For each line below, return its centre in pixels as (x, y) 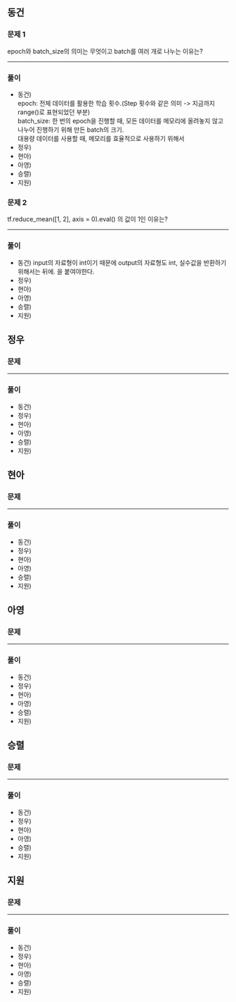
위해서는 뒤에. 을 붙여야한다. (56, 271)
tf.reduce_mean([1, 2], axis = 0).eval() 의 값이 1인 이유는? (88, 219)
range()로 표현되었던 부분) (54, 112)
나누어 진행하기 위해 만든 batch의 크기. (71, 130)
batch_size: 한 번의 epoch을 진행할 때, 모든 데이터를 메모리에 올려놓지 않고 (120, 120)
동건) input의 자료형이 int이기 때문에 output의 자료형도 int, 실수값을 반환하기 (122, 262)
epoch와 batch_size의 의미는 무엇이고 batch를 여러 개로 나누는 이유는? (105, 51)
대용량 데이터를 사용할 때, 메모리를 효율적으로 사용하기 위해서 (101, 138)
